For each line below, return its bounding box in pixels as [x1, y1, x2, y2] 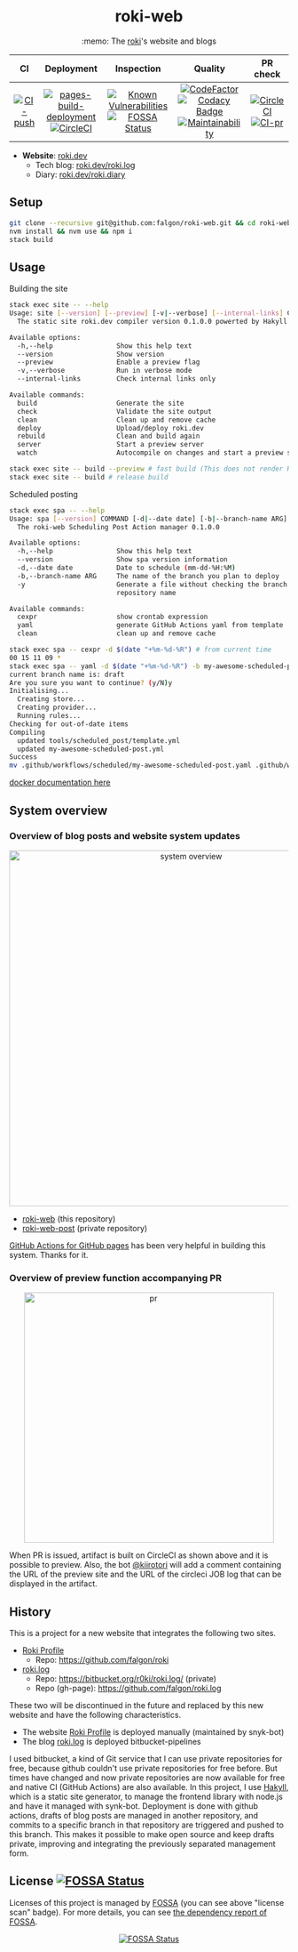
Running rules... [17, 712, 82, 721]
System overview [9, 803, 108, 818]
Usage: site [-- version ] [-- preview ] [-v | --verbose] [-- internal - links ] [9, 309, 284, 318]
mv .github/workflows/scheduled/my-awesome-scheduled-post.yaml [9, 761, 252, 770]
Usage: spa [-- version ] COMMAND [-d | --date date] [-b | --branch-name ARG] [9, 514, 288, 523]
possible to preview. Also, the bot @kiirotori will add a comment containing [9, 1560, 282, 1570]
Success [9, 753, 38, 762]
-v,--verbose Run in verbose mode [17, 367, 192, 375]
